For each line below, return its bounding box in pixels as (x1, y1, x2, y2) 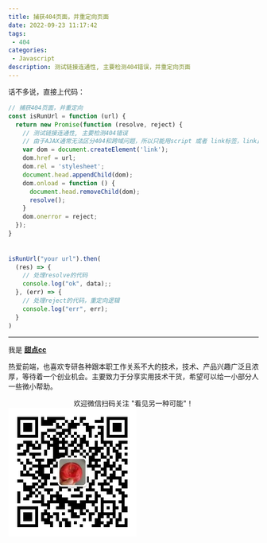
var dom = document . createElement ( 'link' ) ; (22, 145, 169, 154)
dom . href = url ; (22, 154, 77, 162)
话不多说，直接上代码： (8, 87, 85, 96)
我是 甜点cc (8, 344, 47, 354)
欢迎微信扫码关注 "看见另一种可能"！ (73, 398, 194, 408)
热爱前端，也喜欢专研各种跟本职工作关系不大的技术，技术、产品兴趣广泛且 (8, 362, 252, 371)
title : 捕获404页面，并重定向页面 (8, 13, 110, 21)
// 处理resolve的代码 (22, 271, 88, 280)
